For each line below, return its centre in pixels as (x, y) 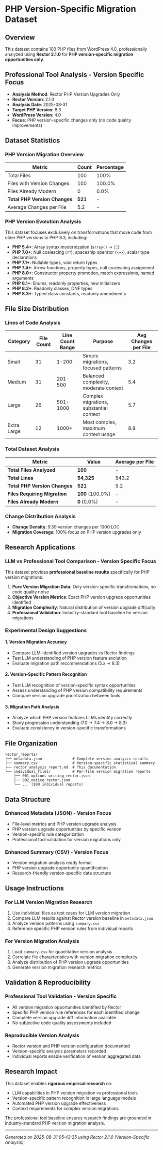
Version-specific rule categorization (48, 834)
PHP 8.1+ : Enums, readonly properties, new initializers (66, 283)
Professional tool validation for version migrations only (66, 839)
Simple (90, 356)
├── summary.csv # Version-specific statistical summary (80, 763)
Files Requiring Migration (37, 494)
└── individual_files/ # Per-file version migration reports (78, 772)
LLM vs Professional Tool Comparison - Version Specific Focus (81, 561)
